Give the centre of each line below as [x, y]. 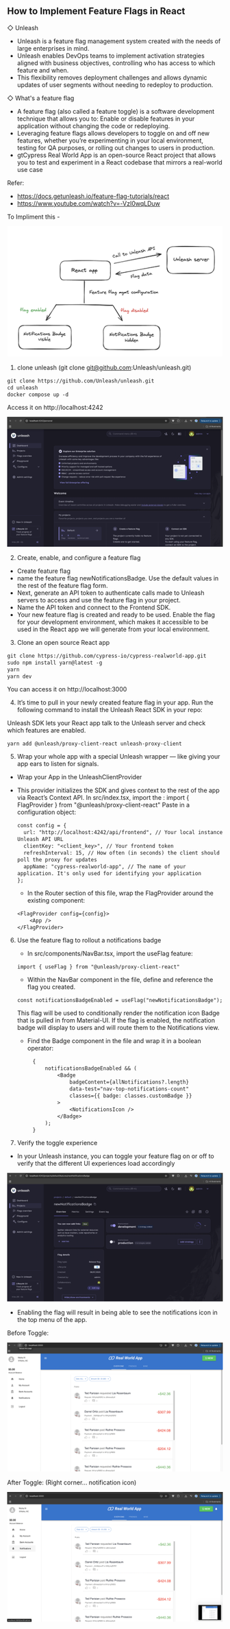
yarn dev [20, 676]
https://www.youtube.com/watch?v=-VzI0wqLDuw [89, 203]
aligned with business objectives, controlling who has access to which [116, 63]
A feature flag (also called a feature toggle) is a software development [116, 111]
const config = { [42, 825]
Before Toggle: [28, 1333]
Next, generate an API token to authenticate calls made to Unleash [111, 593]
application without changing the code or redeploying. [93, 125]
